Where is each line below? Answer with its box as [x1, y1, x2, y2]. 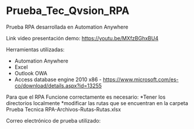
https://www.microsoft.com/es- [103, 76, 179, 83]
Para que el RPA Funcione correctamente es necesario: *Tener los [6, 93, 166, 100]
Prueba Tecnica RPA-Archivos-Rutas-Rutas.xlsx [6, 106, 122, 113]
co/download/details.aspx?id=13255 [14, 82, 102, 89]
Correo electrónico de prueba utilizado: [6, 117, 101, 124]
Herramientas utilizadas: [6, 46, 65, 53]
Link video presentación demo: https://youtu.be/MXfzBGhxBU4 [6, 34, 159, 41]
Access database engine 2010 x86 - [14, 76, 102, 83]
